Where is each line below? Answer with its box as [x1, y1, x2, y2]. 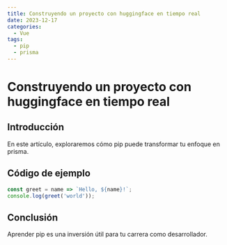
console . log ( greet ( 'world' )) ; [7, 192, 95, 199]
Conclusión [7, 212, 58, 223]
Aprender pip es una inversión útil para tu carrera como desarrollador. [7, 230, 208, 239]
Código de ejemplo [7, 168, 91, 180]
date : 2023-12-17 [7, 17, 58, 24]
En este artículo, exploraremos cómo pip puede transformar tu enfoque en [7, 140, 221, 148]
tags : [7, 36, 23, 43]
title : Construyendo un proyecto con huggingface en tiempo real [7, 10, 201, 17]
